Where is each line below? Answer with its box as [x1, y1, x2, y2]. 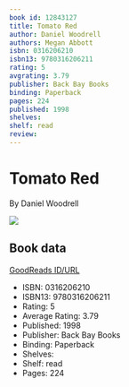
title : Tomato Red [9, 21, 77, 30]
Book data [9, 241, 67, 256]
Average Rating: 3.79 [21, 310, 100, 321]
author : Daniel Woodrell [9, 30, 101, 39]
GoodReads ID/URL [9, 264, 80, 275]
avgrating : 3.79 [9, 72, 69, 81]
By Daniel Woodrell [9, 198, 79, 209]
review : [9, 130, 38, 139]
